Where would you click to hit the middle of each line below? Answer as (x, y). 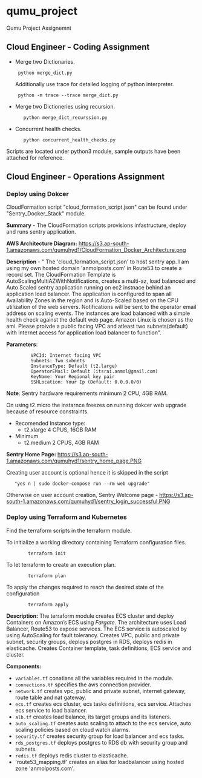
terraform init (47, 553)
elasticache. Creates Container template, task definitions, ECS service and (99, 648)
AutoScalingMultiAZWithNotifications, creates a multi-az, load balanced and (101, 281)
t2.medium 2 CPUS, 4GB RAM (61, 443)
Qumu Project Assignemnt (39, 28)
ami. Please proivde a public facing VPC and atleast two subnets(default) (97, 326)
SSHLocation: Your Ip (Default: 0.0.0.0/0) (86, 382)
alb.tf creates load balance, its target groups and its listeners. (93, 717)
